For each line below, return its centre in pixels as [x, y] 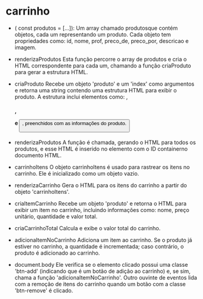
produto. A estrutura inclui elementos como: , [71, 97]
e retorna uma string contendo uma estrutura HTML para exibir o [95, 90]
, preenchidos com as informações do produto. [74, 123]
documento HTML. [38, 156]
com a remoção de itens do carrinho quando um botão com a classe [100, 284]
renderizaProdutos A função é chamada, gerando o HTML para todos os [105, 143]
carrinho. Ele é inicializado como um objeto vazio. [77, 174]
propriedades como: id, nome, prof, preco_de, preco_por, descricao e [101, 41]
